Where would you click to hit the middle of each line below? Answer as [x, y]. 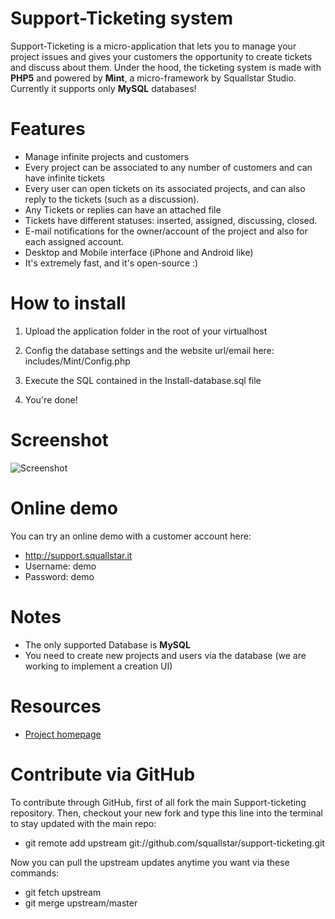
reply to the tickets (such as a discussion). [112, 199]
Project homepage [63, 734]
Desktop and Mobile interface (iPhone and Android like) [139, 252]
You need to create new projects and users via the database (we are [165, 655]
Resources [56, 706]
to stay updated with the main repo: [83, 823]
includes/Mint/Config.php [77, 361]
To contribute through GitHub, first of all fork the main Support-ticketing [158, 802]
